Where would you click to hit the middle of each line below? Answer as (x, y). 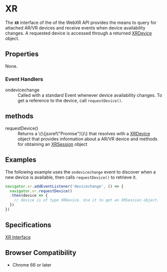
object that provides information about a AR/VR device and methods (88, 139)
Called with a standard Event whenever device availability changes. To (90, 95)
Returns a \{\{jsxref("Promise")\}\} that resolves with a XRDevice (84, 133)
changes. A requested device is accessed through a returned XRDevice (79, 33)
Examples (21, 160)
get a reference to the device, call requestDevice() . (70, 101)
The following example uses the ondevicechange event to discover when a (81, 172)
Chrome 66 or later (32, 265)
